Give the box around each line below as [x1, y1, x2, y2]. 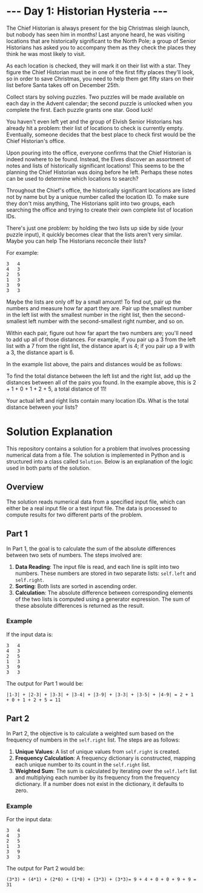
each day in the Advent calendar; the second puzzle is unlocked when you [6, 99, 193, 107]
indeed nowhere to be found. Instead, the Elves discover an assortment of [6, 155, 191, 162]
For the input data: [6, 815, 53, 822]
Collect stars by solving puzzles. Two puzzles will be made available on [6, 93, 185, 100]
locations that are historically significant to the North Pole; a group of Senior [6, 37, 196, 44]
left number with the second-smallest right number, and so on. [28, 318, 185, 325]
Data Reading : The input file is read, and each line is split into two [15, 563, 180, 570]
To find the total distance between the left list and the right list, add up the [6, 372, 191, 380]
